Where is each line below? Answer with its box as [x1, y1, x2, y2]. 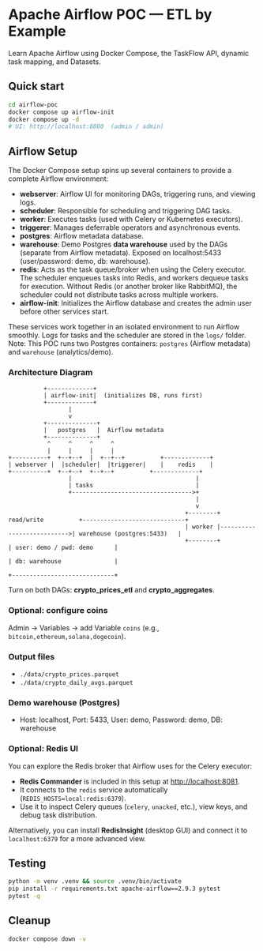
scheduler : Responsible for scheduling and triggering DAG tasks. [19, 206, 232, 216]
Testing [8, 856, 47, 870]
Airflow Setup [8, 145, 78, 158]
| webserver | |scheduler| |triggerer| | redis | [8, 460, 214, 469]
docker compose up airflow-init [8, 108, 115, 116]
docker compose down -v [8, 934, 87, 943]
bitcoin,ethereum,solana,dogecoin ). [8, 631, 126, 641]
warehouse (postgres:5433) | [78, 530, 182, 538]
